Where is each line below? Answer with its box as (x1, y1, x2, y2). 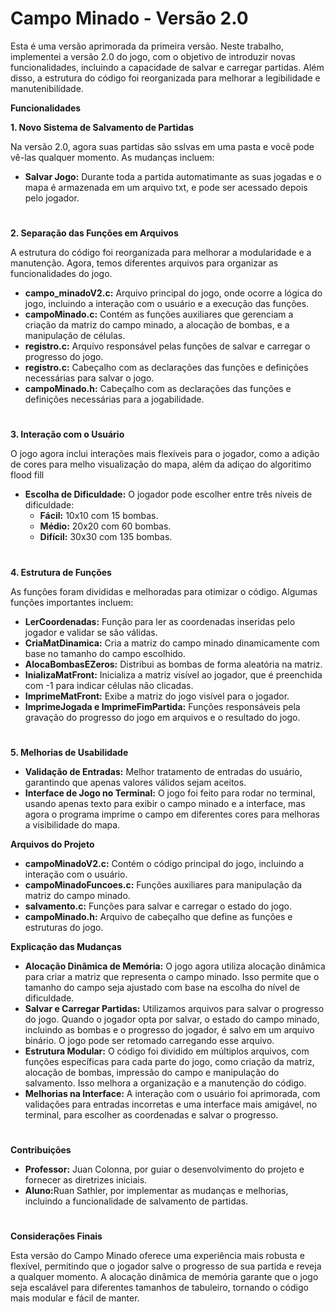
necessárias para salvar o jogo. (24, 372, 155, 384)
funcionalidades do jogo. (10, 268, 113, 280)
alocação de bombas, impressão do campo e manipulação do (24, 1066, 280, 1078)
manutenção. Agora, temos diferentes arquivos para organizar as (10, 257, 279, 269)
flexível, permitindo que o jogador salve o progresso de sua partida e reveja (10, 1260, 322, 1272)
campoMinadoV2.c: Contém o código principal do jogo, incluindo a (24, 857, 305, 869)
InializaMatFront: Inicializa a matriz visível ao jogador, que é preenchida (24, 668, 323, 681)
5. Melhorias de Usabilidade (10, 746, 129, 758)
